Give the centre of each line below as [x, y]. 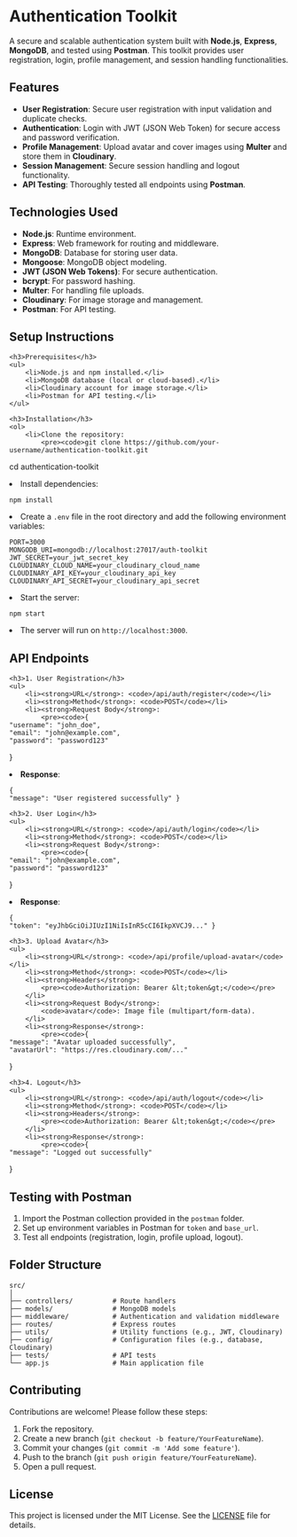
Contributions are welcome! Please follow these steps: [109, 1411]
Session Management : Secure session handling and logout [131, 165]
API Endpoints [49, 658]
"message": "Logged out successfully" [81, 1153]
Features [34, 87]
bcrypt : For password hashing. [78, 280]
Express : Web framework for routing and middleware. [120, 243]
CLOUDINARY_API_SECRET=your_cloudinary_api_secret [105, 581]
